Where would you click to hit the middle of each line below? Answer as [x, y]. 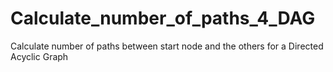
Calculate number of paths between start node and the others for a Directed [167, 46]
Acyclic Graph [39, 56]
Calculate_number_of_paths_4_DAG [163, 18]
